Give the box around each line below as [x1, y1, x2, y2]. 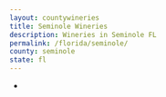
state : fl [9, 55, 47, 64]
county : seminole [9, 47, 76, 56]
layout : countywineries [9, 13, 100, 23]
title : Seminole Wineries [9, 22, 108, 31]
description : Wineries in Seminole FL [9, 30, 157, 39]
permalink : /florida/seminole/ [9, 38, 129, 48]
